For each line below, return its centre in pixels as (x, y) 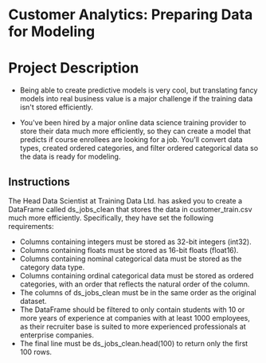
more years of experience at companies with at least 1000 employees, (135, 318)
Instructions (39, 181)
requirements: (31, 226)
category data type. (52, 267)
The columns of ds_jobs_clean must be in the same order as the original (138, 292)
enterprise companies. (57, 335)
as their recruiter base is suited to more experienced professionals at (133, 326)
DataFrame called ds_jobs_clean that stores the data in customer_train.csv (130, 209)
